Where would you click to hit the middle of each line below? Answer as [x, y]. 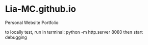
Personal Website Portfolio [32, 22]
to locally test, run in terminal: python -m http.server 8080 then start [74, 32]
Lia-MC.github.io [41, 9]
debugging [16, 37]
